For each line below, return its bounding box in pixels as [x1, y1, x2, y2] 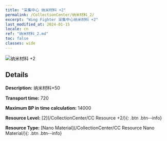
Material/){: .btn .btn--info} [5, 130, 62, 136]
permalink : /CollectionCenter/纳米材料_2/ [5, 12, 95, 17]
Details [5, 70, 28, 79]
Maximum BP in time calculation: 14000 [5, 105, 91, 111]
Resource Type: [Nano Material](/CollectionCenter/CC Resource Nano [5, 125, 155, 131]
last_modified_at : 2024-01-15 [5, 21, 70, 27]
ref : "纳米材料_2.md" [5, 31, 49, 36]
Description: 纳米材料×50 [5, 85, 61, 91]
